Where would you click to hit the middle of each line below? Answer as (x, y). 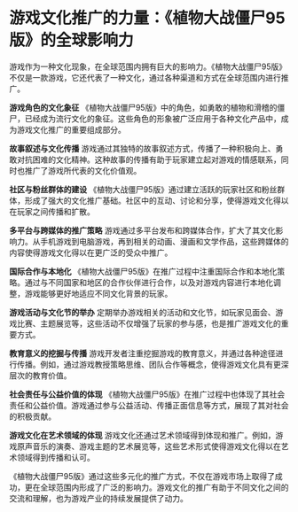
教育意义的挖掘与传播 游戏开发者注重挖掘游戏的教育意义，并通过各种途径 (142, 353)
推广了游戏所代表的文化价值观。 (83, 170)
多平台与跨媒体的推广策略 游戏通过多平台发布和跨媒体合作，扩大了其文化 (142, 230)
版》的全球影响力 (72, 40)
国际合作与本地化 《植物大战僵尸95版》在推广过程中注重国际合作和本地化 (143, 271)
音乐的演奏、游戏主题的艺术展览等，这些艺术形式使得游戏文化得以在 (157, 446)
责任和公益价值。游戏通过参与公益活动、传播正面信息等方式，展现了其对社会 (149, 405)
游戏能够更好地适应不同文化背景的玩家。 (98, 293)
